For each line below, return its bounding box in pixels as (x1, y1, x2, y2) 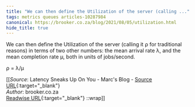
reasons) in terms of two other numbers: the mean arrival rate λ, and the (6, 47, 181, 54)
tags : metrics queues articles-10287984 (6, 14, 107, 20)
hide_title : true (6, 25, 49, 31)
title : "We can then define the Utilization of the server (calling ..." (6, 8, 190, 15)
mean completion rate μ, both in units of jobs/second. (6, 53, 136, 60)
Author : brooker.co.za (6, 88, 59, 95)
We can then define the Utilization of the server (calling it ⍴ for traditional (6, 41, 182, 48)
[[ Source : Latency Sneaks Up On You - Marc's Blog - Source (6, 76, 152, 83)
